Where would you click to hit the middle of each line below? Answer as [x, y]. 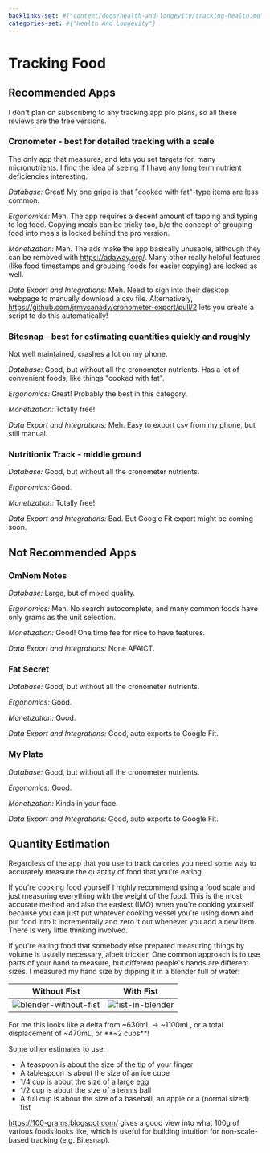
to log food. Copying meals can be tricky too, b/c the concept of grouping [131, 224]
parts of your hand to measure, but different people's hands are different [129, 963]
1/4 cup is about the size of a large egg [84, 1082]
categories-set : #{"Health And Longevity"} [82, 23]
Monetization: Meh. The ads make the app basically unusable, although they [135, 248]
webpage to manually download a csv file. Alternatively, [100, 298]
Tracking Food [57, 63]
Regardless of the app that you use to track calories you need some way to [133, 863]
